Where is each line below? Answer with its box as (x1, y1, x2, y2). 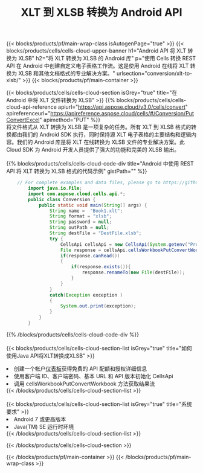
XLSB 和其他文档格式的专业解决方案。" (18, 70, 116, 77)
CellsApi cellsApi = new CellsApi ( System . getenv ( (60, 241, 188, 248)
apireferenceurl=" (6, 110, 51, 117)
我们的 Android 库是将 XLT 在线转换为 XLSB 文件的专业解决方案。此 (16, 138, 185, 146)
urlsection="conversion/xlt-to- (116, 70, 193, 77)
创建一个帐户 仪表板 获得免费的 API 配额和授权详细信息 (14, 365, 147, 372)
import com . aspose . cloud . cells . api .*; (28, 191, 126, 197)
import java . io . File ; (28, 185, 83, 191)
